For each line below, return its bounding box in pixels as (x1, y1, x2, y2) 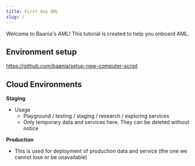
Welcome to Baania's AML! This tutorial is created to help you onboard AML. (6, 30, 190, 37)
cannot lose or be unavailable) (14, 154, 88, 161)
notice (23, 125, 39, 132)
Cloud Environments (6, 79, 82, 89)
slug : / (6, 14, 25, 20)
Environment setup (6, 47, 77, 57)
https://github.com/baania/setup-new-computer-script (6, 63, 138, 70)
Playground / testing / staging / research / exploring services (23, 112, 169, 120)
